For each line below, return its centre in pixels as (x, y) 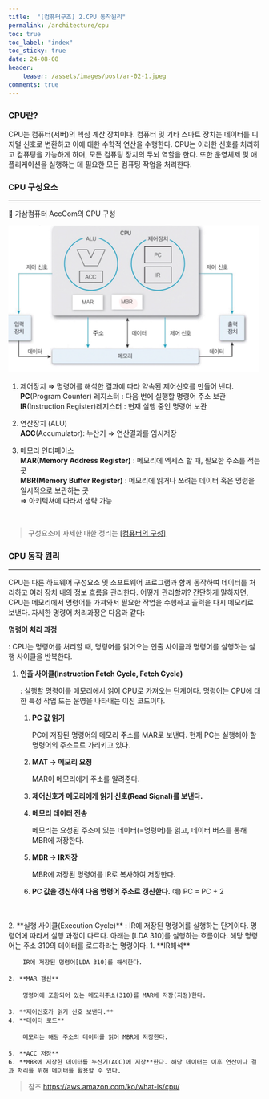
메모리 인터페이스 (47, 450)
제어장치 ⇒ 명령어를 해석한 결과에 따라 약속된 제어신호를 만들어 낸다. (127, 386)
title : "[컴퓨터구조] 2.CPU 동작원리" (67, 17)
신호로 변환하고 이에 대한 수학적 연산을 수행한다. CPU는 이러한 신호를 (130, 144)
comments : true (34, 84)
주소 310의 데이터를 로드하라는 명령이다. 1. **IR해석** (106, 946)
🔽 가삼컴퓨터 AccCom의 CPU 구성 (62, 214)
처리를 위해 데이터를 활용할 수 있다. (69, 1071)
